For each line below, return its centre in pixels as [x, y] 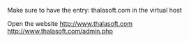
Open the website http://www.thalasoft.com [70, 23]
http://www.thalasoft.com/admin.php [60, 31]
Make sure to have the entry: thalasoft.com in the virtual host [95, 10]
